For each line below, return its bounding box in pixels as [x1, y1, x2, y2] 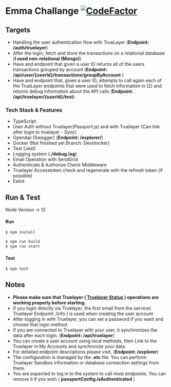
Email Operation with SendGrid [12, 157, 78, 163]
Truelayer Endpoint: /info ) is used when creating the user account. [12, 311, 155, 317]
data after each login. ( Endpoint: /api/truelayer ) [12, 332, 115, 338]
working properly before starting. [12, 299, 86, 305]
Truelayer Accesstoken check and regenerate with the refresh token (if [12, 167, 163, 173]
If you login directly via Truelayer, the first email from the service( [12, 305, 151, 311]
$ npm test [5, 266, 29, 272]
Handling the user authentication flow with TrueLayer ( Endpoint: [12, 39, 149, 45]
